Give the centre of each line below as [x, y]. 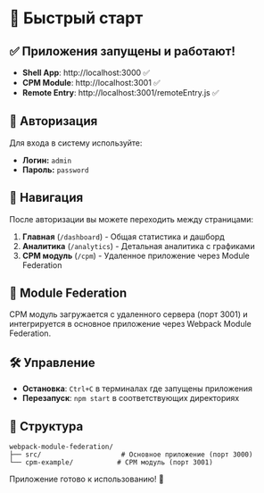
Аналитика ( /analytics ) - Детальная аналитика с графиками [139, 246]
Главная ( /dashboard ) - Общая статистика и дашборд [123, 237]
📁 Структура [46, 426]
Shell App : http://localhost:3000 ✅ [86, 72]
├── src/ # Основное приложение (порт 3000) [131, 455]
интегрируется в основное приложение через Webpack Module [130, 324]
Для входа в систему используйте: [76, 143]
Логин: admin [47, 160]
